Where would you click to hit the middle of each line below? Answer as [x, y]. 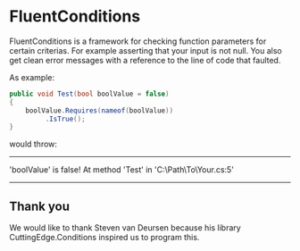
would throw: [33, 144]
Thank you [39, 206]
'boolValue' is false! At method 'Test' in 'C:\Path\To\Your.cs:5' [122, 170]
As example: [32, 77]
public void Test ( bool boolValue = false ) [89, 94]
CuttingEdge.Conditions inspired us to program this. [104, 238]
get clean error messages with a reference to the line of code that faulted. [145, 60]
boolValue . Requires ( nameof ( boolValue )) [100, 110]
